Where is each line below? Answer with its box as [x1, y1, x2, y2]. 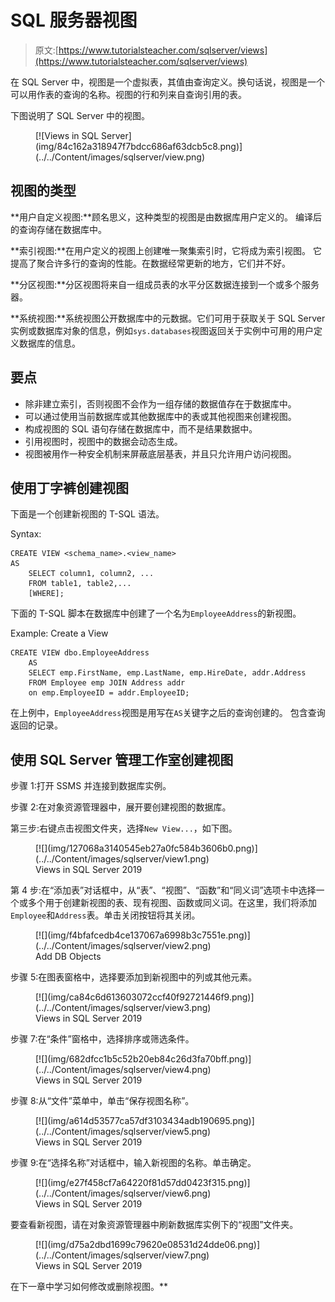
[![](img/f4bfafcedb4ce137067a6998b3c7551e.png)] [35, 929, 251, 941]
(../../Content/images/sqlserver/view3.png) [35, 1002, 212, 1014]
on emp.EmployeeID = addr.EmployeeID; [28, 688, 190, 698]
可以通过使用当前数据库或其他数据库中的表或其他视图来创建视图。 [24, 410, 297, 422]
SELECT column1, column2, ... [28, 569, 155, 579]
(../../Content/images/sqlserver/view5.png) [35, 1126, 211, 1138]
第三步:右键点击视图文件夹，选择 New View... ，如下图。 [10, 822, 238, 835]
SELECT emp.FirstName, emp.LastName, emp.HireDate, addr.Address [28, 668, 307, 678]
